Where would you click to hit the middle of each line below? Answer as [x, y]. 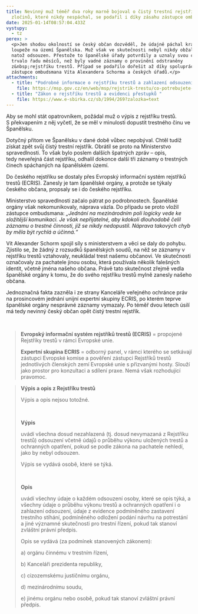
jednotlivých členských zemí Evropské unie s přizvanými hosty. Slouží [105, 364]
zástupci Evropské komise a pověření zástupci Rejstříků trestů [96, 358]
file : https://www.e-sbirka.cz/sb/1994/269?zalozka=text [88, 99]
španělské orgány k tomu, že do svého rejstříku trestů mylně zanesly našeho [99, 274]
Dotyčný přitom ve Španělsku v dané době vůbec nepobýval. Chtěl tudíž [94, 140]
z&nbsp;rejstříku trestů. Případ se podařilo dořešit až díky [89, 66]
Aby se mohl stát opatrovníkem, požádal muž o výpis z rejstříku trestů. [91, 116]
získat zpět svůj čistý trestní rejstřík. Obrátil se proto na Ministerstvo [89, 146]
